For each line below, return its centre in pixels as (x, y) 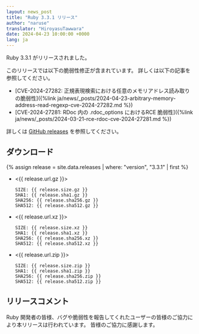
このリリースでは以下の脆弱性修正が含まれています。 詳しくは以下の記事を (98, 70)
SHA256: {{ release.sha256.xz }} (57, 238)
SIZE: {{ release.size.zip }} (53, 265)
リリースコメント (37, 302)
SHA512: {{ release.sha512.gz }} (57, 205)
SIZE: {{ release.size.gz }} (51, 190)
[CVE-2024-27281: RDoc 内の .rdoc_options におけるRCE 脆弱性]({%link (104, 112)
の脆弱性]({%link (35, 98)
